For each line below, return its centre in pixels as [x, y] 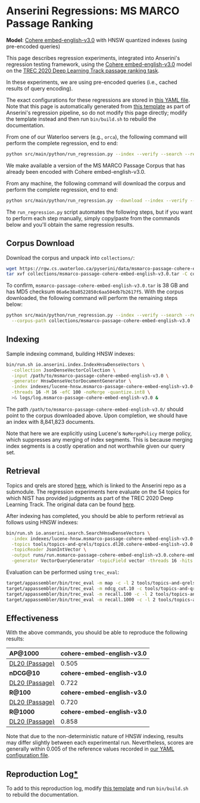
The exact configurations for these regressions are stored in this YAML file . [98, 100]
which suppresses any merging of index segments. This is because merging [99, 439]
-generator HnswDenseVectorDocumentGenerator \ [72, 381]
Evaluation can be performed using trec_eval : [63, 572]
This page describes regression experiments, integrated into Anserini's [93, 58]
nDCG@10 [25, 673]
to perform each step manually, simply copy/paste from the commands [93, 218]
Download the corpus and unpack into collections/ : [71, 258]
